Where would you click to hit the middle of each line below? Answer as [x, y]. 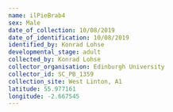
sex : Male [25, 23]
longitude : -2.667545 [44, 96]
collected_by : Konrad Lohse [55, 60]
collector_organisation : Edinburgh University [86, 67]
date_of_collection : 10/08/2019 [62, 30]
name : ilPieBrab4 [37, 15]
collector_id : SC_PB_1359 [51, 74]
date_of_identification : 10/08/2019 [69, 37]
